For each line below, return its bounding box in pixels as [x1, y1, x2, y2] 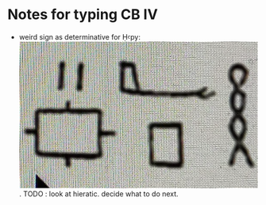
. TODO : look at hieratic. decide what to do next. [18, 189, 179, 199]
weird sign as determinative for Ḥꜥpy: [18, 32, 141, 41]
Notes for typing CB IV [7, 6, 158, 24]
